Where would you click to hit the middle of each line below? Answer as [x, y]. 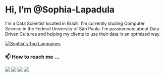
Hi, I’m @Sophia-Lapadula [60, 10]
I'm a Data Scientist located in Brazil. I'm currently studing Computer [75, 23]
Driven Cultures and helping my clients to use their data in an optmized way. [83, 34]
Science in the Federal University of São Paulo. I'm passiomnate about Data [82, 28]
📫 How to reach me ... [32, 57]
